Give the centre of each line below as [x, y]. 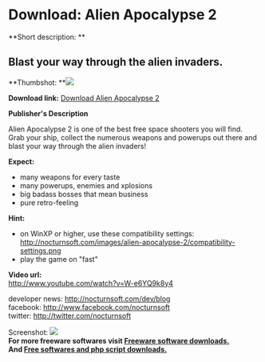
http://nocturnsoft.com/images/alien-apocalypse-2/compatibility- [127, 242]
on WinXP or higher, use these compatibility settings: [107, 233]
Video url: [25, 275]
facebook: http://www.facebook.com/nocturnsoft [89, 307]
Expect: [21, 161]
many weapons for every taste [70, 177]
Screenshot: [28, 332]
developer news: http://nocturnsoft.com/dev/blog [89, 299]
